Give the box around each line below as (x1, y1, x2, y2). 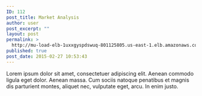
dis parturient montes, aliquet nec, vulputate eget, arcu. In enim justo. (6, 82, 179, 90)
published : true (6, 48, 47, 54)
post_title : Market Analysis (6, 14, 79, 20)
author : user (6, 20, 39, 26)
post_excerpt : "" (6, 25, 50, 32)
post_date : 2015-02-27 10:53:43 (6, 53, 87, 59)
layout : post (6, 31, 39, 37)
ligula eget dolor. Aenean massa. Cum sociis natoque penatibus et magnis (6, 76, 189, 83)
